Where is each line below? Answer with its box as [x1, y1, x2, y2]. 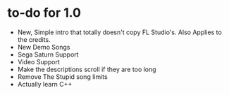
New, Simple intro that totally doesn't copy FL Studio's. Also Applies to [17, 28, 222, 36]
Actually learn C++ [17, 80, 73, 88]
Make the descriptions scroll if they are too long [17, 65, 156, 73]
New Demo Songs [17, 43, 70, 51]
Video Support [17, 57, 60, 66]
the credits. [17, 35, 51, 43]
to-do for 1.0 [7, 5, 81, 21]
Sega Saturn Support [17, 50, 79, 59]
